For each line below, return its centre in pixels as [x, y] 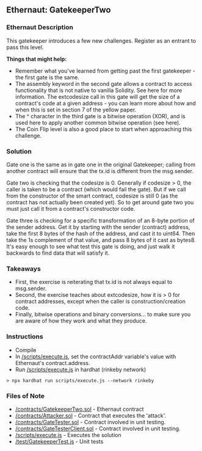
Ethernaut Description [40, 27]
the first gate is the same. [47, 77]
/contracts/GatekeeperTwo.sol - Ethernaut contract [80, 409]
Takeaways [23, 269]
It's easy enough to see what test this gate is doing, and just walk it [91, 246]
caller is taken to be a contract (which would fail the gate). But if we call [96, 189]
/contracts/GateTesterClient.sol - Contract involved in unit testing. [98, 428]
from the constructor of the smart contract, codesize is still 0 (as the [92, 196]
